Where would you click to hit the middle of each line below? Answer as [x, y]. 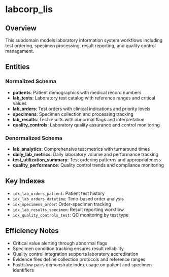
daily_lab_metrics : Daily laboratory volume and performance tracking [86, 154]
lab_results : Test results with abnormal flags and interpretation [78, 119]
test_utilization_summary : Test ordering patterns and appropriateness [87, 160]
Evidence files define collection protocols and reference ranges [79, 259]
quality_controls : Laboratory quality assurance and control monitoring [86, 125]
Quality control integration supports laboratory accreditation [75, 254]
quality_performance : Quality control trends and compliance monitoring [88, 165]
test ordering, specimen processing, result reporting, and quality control [80, 46]
